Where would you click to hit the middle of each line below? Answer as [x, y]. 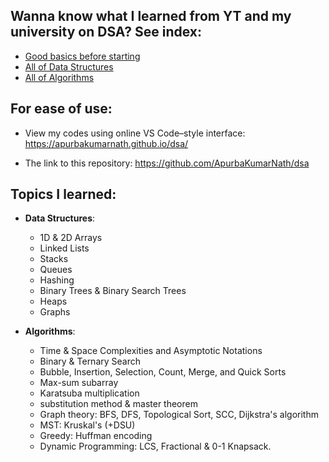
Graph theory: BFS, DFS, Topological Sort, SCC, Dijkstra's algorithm [179, 415]
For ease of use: [61, 109]
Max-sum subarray [79, 383]
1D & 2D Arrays [71, 238]
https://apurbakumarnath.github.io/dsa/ [106, 143]
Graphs [55, 312]
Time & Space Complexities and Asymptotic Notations [151, 351]
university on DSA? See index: [106, 32]
